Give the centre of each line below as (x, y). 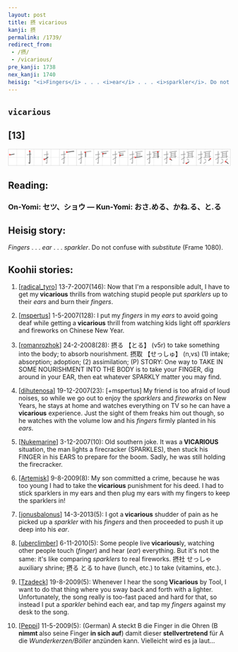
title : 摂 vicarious (38, 22)
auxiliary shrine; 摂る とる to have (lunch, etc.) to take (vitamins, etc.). (119, 568)
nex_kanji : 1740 (32, 74)
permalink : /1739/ (35, 37)
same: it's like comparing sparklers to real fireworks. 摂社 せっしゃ (115, 559)
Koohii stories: (41, 270)
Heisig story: (37, 230)
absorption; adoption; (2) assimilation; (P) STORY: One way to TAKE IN (120, 362)
